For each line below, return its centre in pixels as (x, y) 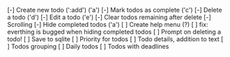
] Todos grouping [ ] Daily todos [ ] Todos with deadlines (88, 46)
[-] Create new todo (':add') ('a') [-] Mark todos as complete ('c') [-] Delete (115, 10)
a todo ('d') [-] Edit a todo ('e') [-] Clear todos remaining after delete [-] (109, 17)
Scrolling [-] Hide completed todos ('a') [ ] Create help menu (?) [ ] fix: (108, 24)
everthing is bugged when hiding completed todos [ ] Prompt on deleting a (114, 32)
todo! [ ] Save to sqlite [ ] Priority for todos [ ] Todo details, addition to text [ (115, 39)
